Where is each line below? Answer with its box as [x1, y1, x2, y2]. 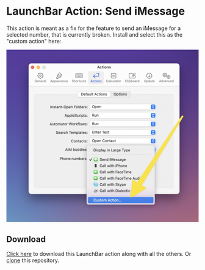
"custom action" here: [6, 37, 62, 45]
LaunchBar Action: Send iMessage [6, 4, 185, 18]
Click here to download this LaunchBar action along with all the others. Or [6, 250, 192, 258]
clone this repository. [6, 257, 60, 264]
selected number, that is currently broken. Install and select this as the [6, 31, 183, 38]
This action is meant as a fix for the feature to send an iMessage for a [6, 24, 181, 32]
